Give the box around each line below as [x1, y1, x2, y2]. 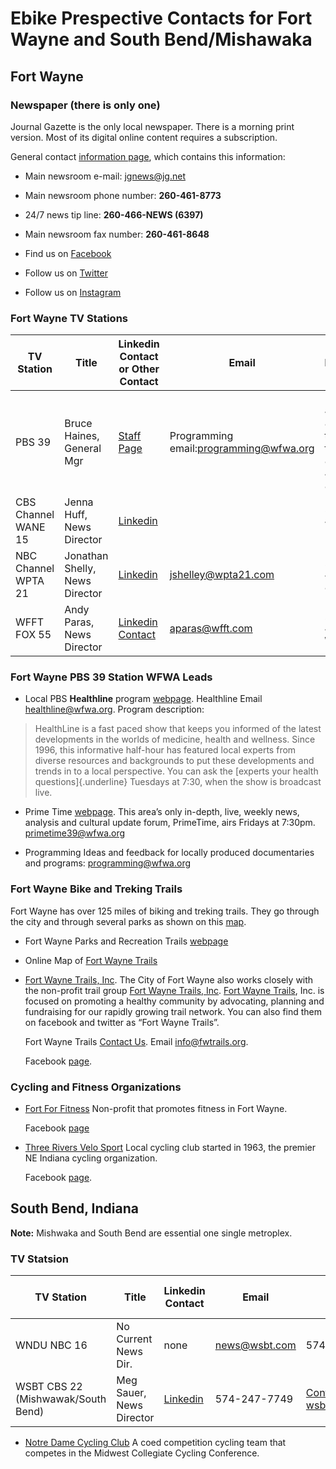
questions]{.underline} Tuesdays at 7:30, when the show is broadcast [34, 776, 322, 788]
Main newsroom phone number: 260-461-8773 [24, 189, 222, 201]
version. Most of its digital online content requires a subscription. [10, 131, 278, 143]
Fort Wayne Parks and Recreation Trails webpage [24, 935, 229, 947]
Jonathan [64, 549, 109, 563]
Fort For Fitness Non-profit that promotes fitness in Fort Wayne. [24, 1103, 288, 1115]
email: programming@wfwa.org [169, 442, 315, 456]
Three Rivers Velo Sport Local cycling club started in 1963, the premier [24, 1142, 316, 1154]
